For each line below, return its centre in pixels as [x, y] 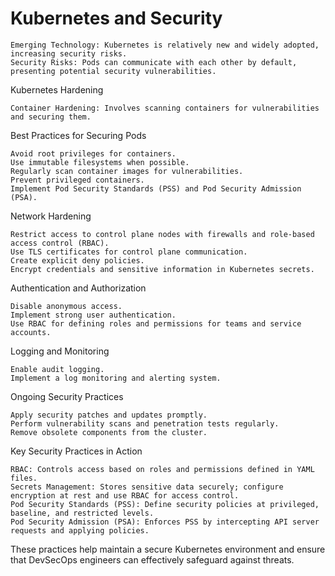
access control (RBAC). [60, 243]
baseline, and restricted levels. [82, 513]
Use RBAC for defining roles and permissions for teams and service [156, 323]
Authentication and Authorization [78, 288]
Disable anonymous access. [66, 306]
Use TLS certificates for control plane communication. [129, 252]
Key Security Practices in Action [76, 451]
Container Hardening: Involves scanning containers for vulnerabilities [165, 108]
